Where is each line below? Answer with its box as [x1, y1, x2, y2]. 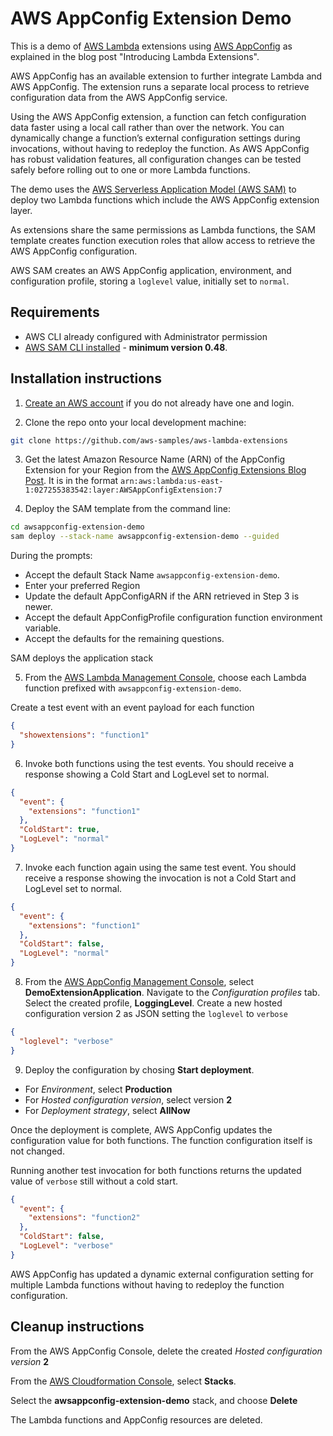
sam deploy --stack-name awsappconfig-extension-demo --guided [10, 532, 280, 542]
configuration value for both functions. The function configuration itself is [10, 1134, 313, 1146]
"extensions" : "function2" [28, 1213, 141, 1223]
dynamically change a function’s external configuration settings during [10, 132, 301, 144]
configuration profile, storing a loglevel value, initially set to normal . [10, 275, 290, 287]
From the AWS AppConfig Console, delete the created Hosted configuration [10, 1345, 323, 1357]
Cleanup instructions [10, 1318, 145, 1336]
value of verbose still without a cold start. [10, 1175, 179, 1187]
